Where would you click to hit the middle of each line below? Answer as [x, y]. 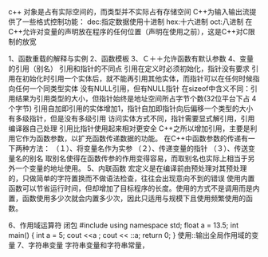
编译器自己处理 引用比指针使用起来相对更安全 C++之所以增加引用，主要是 [129, 128]
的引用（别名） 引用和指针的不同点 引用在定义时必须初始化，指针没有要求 [129, 69]
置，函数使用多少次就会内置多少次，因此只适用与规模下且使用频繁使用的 [127, 198]
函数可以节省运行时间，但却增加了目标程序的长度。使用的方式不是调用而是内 [134, 188]
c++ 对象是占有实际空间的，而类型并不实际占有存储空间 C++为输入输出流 [129, 12]
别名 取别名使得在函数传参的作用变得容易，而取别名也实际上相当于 [138, 158]
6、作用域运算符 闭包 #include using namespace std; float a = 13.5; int [124, 225]
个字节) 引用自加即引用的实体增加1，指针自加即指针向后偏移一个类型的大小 [131, 109]
